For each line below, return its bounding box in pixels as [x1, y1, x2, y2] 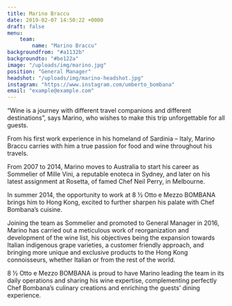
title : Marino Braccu [7, 10, 70, 17]
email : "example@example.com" [7, 87, 95, 94]
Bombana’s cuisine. [7, 206, 63, 214]
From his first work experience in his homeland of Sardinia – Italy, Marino [7, 134, 215, 143]
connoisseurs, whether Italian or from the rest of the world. [7, 255, 176, 264]
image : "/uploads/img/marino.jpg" [7, 62, 107, 69]
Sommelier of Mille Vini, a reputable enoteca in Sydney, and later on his [7, 170, 211, 179]
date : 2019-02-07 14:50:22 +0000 [7, 17, 104, 24]
